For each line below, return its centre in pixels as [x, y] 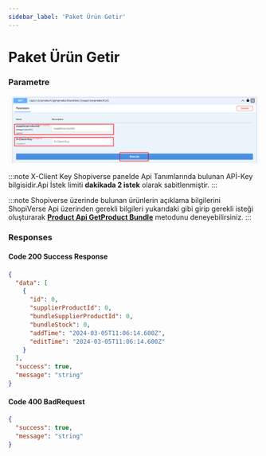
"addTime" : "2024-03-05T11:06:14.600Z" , [97, 333]
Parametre [29, 82]
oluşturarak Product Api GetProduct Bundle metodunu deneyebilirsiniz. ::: [130, 217]
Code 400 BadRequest [47, 401]
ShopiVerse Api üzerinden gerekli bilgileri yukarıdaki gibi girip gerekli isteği [131, 209]
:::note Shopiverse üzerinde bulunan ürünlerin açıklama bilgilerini [115, 200]
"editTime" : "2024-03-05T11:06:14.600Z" [97, 341]
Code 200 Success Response [58, 257]
